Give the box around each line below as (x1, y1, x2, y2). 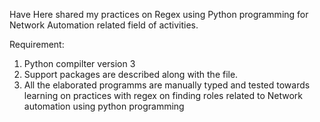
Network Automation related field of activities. (9, 19, 199, 31)
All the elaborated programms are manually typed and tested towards (23, 79, 311, 91)
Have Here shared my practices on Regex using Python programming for (9, 9, 309, 20)
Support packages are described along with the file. (23, 69, 239, 80)
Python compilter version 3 (23, 58, 136, 69)
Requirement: (9, 39, 65, 50)
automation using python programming (23, 100, 185, 112)
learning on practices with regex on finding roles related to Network (23, 90, 304, 101)
